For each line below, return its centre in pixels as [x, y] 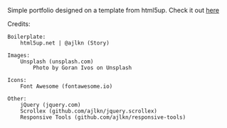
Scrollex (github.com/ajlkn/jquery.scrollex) [89, 111]
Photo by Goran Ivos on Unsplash [83, 68]
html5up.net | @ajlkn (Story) [65, 43]
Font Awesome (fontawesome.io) [67, 86]
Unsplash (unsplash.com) [57, 62]
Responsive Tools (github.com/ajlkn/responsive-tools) [103, 117]
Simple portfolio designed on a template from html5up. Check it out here [113, 10]
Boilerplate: [27, 37]
